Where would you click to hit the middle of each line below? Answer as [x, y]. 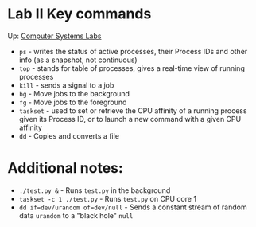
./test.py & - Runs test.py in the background [95, 190]
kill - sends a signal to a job [66, 85]
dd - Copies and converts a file [69, 135]
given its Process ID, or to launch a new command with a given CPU [130, 119]
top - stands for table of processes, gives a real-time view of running [132, 68]
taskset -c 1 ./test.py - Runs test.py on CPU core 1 [107, 198]
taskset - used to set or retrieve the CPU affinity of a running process [133, 110]
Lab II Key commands [80, 14]
